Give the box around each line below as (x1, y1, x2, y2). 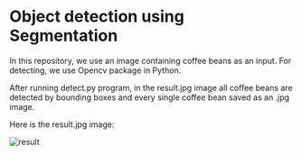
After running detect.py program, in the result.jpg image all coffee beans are (9, 82, 293, 93)
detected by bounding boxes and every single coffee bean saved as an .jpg (9, 92, 290, 103)
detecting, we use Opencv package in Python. (9, 65, 182, 76)
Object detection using (9, 6, 185, 27)
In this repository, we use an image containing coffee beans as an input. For (9, 55, 292, 66)
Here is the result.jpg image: (9, 119, 115, 130)
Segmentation (9, 25, 118, 46)
